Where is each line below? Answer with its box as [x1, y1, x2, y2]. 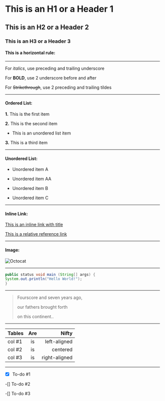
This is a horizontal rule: [5, 50, 55, 56]
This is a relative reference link [5, 231, 67, 237]
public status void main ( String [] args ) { [5, 272, 96, 277]
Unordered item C [12, 195, 49, 201]
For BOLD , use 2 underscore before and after [5, 75, 97, 80]
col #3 [7, 354, 23, 361]
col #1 [7, 338, 23, 345]
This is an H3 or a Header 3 [5, 38, 71, 45]
